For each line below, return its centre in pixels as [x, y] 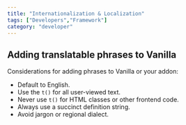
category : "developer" [40, 26]
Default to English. [44, 85]
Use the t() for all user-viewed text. [69, 92]
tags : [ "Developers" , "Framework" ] [57, 20]
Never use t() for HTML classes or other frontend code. [98, 100]
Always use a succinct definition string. [73, 107]
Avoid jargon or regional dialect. [63, 115]
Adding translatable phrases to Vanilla [92, 55]
